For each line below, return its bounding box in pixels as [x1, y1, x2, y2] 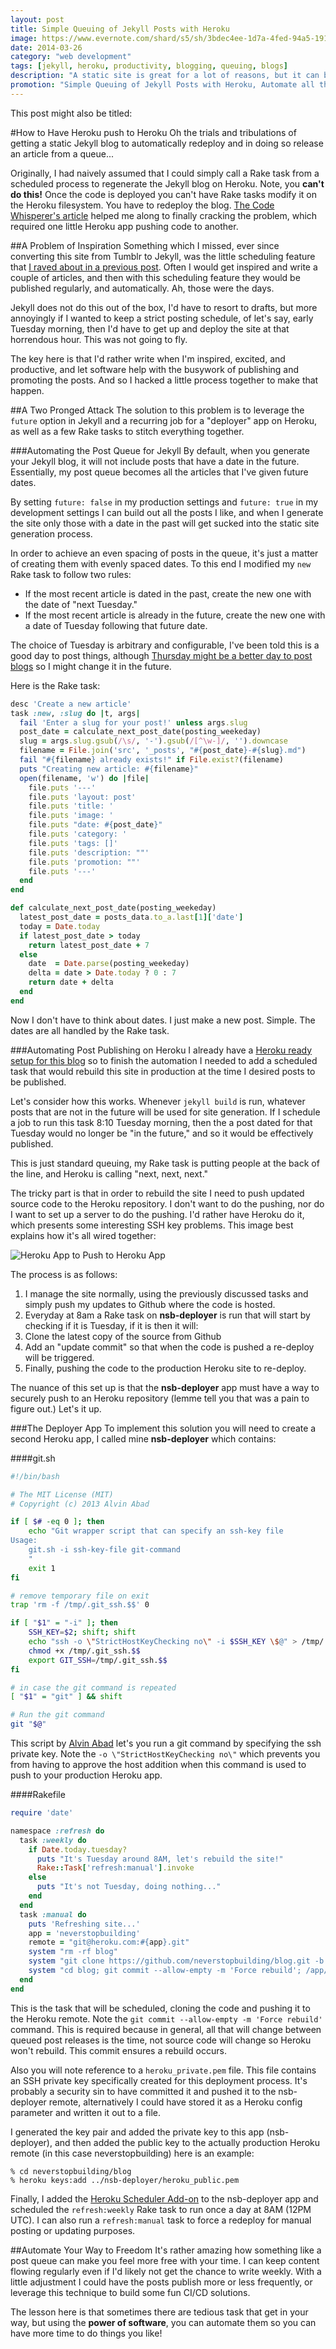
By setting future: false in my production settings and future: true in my [10, 496, 319, 508]
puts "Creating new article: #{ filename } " [19, 764, 199, 774]
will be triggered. [24, 1351, 95, 1363]
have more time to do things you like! [10, 2327, 163, 2339]
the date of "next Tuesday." [24, 598, 138, 610]
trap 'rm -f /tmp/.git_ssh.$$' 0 [10, 1600, 150, 1610]
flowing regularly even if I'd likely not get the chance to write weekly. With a [10, 2265, 322, 2277]
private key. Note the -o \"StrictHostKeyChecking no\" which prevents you [10, 1748, 321, 1760]
